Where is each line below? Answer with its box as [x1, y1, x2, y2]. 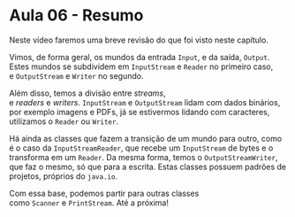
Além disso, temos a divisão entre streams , [9, 88, 166, 98]
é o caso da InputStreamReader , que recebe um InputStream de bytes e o [9, 143, 274, 153]
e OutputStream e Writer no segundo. [9, 70, 144, 81]
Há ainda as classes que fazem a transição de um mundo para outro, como [9, 133, 283, 143]
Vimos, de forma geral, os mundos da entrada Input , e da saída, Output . [9, 51, 270, 62]
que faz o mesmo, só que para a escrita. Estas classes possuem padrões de [9, 161, 287, 172]
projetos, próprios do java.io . [9, 170, 117, 182]
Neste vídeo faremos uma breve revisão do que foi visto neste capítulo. [9, 35, 269, 45]
